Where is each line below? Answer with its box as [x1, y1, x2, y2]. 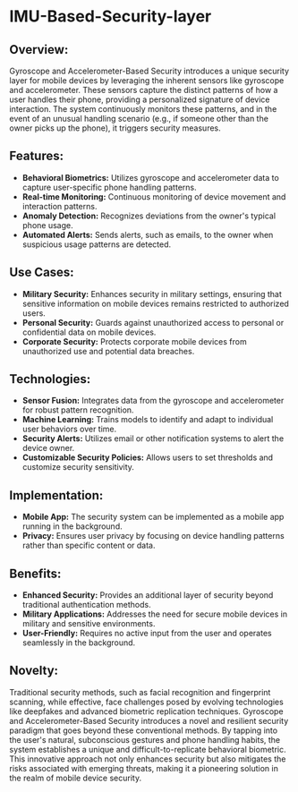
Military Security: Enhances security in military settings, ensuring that [21, 288, 282, 299]
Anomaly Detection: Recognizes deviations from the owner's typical [21, 210, 276, 221]
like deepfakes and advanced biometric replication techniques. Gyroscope [9, 705, 284, 717]
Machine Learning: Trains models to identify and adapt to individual [21, 414, 274, 425]
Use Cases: [9, 265, 74, 280]
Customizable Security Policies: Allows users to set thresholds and [21, 452, 274, 463]
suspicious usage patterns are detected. [21, 239, 172, 250]
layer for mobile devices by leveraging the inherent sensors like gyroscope [9, 75, 285, 86]
